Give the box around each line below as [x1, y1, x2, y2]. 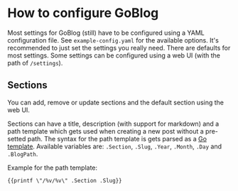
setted [7, 134, 26, 143]
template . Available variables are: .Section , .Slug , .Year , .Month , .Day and [7, 142, 222, 151]
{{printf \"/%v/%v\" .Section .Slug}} [7, 177, 122, 184]
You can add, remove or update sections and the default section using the [7, 98, 224, 107]
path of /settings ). [7, 58, 63, 67]
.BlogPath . [7, 149, 38, 158]
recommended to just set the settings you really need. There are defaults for [7, 43, 231, 52]
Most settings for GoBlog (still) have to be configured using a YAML [7, 28, 205, 37]
